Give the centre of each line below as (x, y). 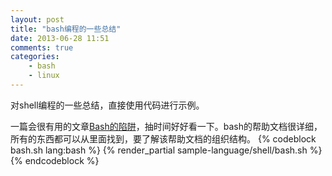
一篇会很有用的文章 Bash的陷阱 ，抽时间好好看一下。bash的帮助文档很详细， (166, 126)
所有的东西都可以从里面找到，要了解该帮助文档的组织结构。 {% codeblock (163, 138)
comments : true (42, 47)
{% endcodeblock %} (55, 160)
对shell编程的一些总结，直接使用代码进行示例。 (107, 105)
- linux (44, 76)
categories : (35, 57)
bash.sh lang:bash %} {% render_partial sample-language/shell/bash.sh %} (166, 150)
